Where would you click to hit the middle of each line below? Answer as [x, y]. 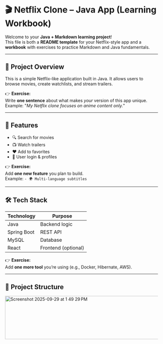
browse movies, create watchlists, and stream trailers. [59, 84]
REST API [51, 232]
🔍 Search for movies [33, 137]
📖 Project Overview [35, 67]
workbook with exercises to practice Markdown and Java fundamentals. [78, 47]
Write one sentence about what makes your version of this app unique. [76, 100]
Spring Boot [21, 232]
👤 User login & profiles [34, 156]
